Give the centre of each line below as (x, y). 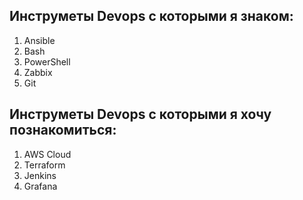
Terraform (44, 165)
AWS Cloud (47, 154)
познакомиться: (63, 130)
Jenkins (40, 175)
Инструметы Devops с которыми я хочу (140, 114)
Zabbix (38, 72)
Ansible (39, 40)
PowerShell (47, 61)
